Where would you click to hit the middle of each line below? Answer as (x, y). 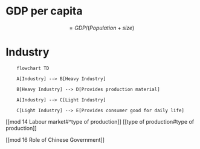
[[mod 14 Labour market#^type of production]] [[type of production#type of (100, 121)
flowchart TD (33, 68)
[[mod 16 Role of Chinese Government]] (55, 139)
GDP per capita (44, 11)
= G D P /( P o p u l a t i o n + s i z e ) (102, 28)
